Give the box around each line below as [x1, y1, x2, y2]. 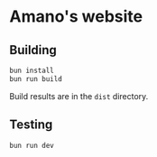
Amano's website [9, 6, 143, 27]
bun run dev [9, 141, 54, 150]
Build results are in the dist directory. [9, 90, 149, 101]
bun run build [9, 74, 63, 83]
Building [9, 42, 57, 58]
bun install [9, 66, 54, 75]
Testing [9, 117, 53, 133]
